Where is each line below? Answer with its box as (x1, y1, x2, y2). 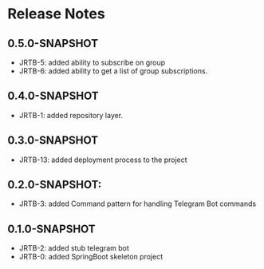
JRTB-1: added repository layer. (18, 110, 124, 120)
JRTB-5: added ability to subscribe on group (18, 57, 165, 67)
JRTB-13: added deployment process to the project (18, 155, 188, 164)
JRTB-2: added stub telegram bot (18, 243, 129, 253)
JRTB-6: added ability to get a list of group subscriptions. (18, 66, 208, 76)
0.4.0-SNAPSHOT (7, 89, 99, 103)
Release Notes (7, 5, 105, 23)
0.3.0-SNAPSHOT (7, 133, 99, 148)
